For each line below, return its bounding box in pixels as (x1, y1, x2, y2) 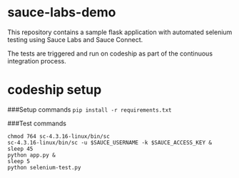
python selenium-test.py (7, 164, 81, 171)
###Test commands (7, 119, 66, 127)
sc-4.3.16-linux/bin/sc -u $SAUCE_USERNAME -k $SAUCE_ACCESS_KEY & (7, 139, 213, 146)
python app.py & (7, 151, 56, 159)
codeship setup (7, 82, 102, 98)
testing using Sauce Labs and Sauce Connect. (7, 35, 143, 43)
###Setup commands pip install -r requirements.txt (7, 105, 172, 114)
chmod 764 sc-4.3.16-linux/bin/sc (7, 132, 111, 140)
